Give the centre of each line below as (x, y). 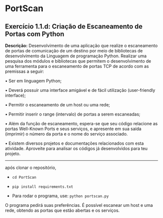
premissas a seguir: (25, 71)
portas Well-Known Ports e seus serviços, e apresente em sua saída (73, 129)
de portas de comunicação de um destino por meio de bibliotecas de (74, 51)
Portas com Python (35, 34)
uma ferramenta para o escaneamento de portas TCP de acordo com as (77, 66)
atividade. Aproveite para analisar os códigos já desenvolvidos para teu (76, 148)
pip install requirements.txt (43, 187)
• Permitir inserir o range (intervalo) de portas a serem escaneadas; (73, 114)
